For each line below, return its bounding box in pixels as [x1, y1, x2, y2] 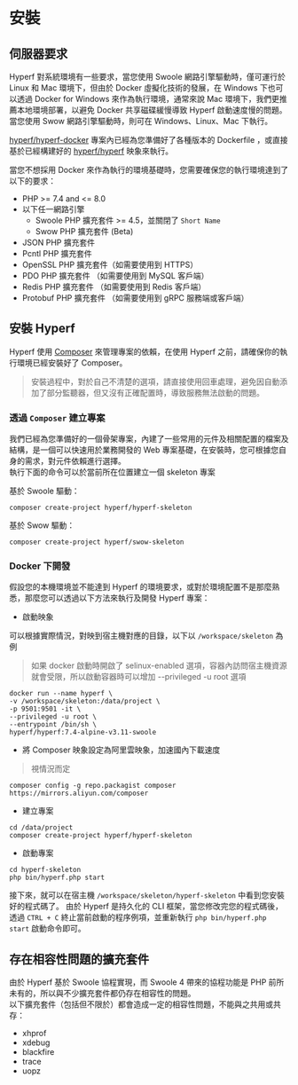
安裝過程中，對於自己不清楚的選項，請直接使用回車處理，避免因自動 [30, 376, 280, 387]
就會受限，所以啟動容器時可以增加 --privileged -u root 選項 [30, 672, 247, 682]
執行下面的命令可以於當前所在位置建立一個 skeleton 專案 [9, 467, 216, 477]
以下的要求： [9, 176, 56, 186]
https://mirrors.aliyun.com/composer [9, 789, 149, 798]
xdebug [21, 1037, 51, 1048]
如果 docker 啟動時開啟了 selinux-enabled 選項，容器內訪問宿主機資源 [30, 660, 287, 671]
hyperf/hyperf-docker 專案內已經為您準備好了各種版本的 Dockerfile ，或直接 [9, 135, 288, 145]
